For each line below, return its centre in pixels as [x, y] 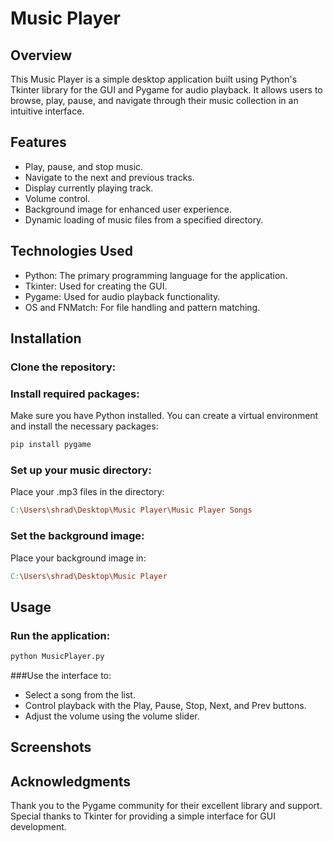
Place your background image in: [78, 558]
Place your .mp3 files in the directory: [87, 492]
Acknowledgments [71, 781]
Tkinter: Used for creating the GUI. [96, 286]
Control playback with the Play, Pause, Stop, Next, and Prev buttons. [165, 706]
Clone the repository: [63, 367]
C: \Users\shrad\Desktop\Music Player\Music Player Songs [131, 510]
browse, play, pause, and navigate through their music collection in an [154, 100]
